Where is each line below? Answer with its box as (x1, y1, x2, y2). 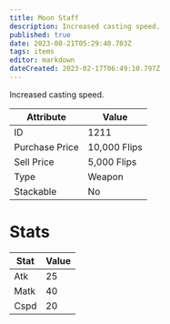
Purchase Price (14, 140, 79, 153)
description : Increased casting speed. (9, 22, 161, 31)
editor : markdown (9, 56, 75, 65)
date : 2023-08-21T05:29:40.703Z (9, 38, 132, 48)
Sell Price (14, 156, 55, 168)
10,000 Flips (87, 140, 143, 153)
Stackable (14, 185, 57, 197)
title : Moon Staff (9, 13, 79, 23)
